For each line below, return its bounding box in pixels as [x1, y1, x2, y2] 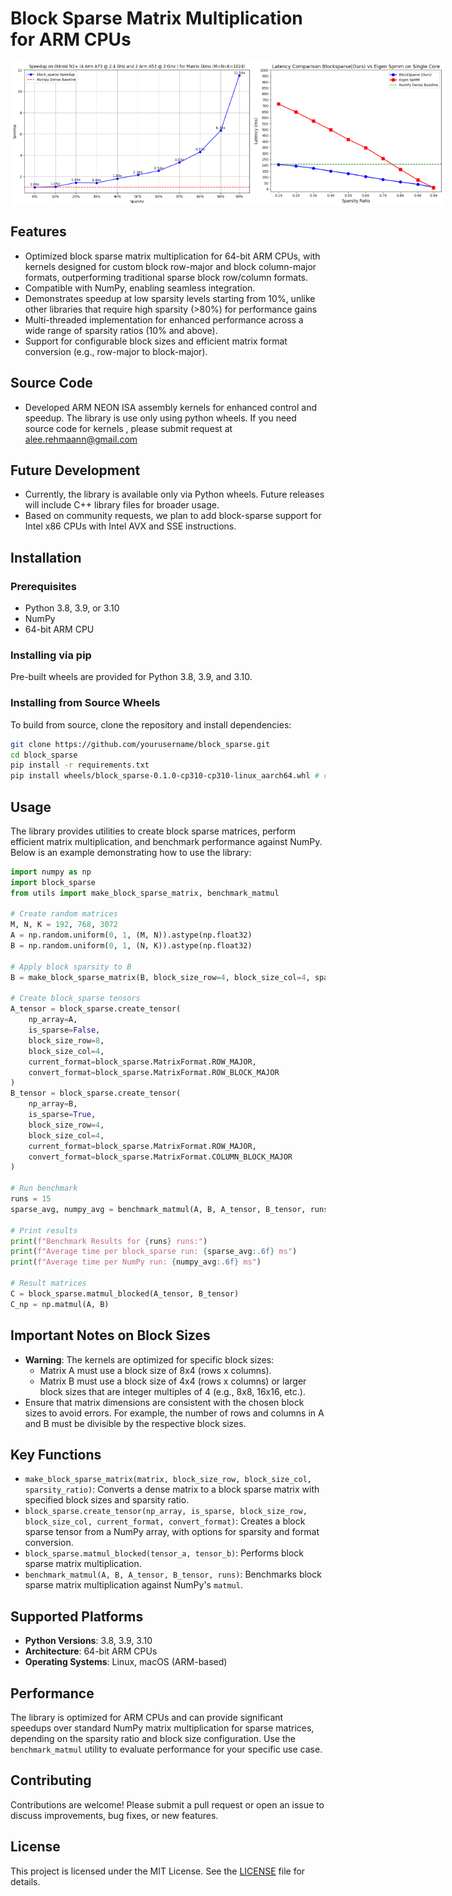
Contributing [10, 1772, 92, 1789]
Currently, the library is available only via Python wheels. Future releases [24, 488, 325, 501]
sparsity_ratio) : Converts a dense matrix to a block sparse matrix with [24, 1483, 320, 1496]
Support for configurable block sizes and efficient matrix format [24, 335, 288, 347]
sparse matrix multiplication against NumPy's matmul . [24, 1579, 243, 1591]
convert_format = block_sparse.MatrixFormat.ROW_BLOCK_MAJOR [28, 1067, 280, 1077]
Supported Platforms [10, 1608, 144, 1625]
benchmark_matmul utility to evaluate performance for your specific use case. [10, 1743, 323, 1755]
